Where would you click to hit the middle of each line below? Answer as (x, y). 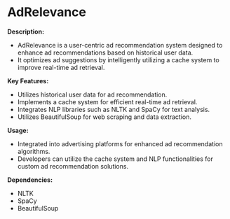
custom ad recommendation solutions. (73, 166)
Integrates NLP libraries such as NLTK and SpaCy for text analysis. (114, 109)
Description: (26, 31)
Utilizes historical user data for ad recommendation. (92, 94)
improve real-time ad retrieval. (61, 67)
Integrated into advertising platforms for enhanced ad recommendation (120, 143)
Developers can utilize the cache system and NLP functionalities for (115, 159)
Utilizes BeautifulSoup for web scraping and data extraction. (104, 117)
